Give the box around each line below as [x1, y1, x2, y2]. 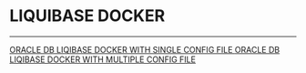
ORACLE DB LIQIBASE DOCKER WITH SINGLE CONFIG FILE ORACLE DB [9, 44, 280, 55]
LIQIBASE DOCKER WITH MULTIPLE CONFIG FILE [9, 54, 196, 65]
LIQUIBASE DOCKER [9, 5, 166, 26]
